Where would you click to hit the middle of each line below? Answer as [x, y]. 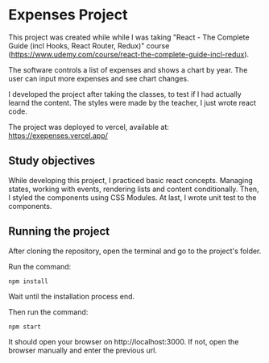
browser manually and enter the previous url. [83, 350]
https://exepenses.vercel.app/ [58, 136]
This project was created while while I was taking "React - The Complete [129, 37]
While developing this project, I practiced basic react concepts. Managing [131, 180]
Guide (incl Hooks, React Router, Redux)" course [89, 45]
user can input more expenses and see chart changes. [99, 78]
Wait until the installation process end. [72, 296]
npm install [28, 281]
